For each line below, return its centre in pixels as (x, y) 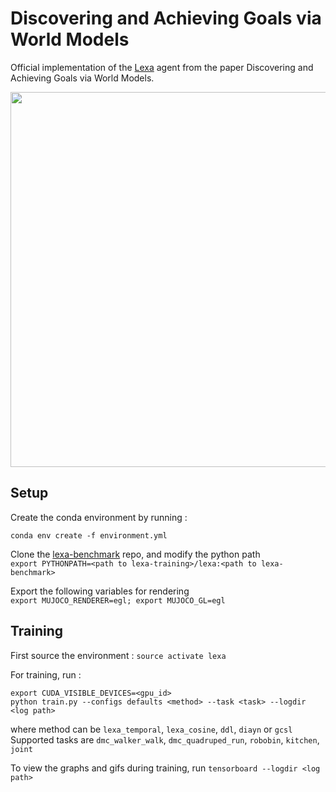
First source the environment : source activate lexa (118, 655)
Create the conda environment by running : (99, 517)
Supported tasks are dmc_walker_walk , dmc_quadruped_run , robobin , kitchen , (165, 739)
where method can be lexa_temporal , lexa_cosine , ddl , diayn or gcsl (151, 729)
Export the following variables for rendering (100, 591)
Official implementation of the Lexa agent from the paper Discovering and (162, 67)
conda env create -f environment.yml (89, 535)
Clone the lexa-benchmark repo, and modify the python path (135, 554)
